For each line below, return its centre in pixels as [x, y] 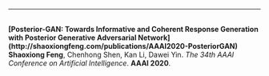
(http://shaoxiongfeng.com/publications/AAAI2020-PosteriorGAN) [123, 46]
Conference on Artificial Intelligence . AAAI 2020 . [90, 63]
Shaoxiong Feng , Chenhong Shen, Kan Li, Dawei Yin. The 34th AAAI [121, 54]
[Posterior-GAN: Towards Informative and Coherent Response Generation [133, 29]
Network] [154, 38]
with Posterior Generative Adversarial [72, 38]
